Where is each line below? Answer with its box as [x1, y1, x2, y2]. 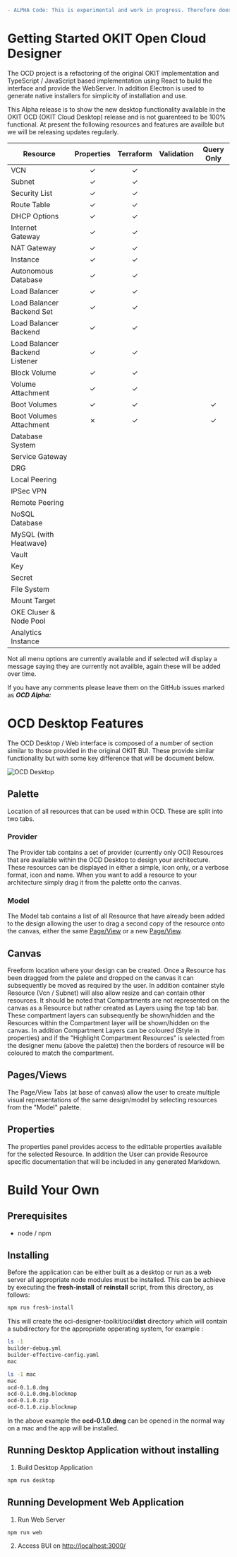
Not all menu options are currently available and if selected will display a [7, 654, 217, 663]
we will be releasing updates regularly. [7, 127, 119, 136]
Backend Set [11, 306, 53, 316]
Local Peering [11, 474, 57, 484]
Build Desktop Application [17, 1463, 93, 1471]
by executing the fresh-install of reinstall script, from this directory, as [7, 1283, 214, 1292]
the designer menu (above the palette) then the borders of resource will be [7, 1041, 224, 1049]
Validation [159, 148, 194, 158]
